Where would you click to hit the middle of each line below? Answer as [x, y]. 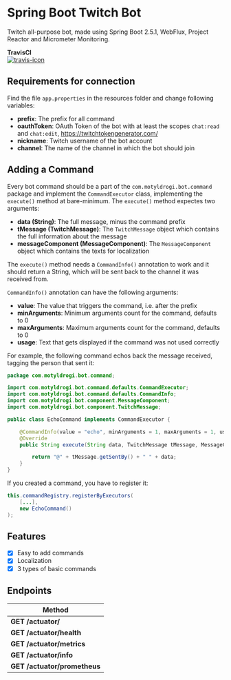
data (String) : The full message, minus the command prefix [101, 221]
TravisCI [20, 52]
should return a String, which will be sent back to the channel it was [103, 271]
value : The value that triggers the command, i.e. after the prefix [107, 305]
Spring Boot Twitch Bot [74, 13]
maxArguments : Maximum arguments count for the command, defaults [119, 327]
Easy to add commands [50, 553]
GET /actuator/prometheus [56, 666]
